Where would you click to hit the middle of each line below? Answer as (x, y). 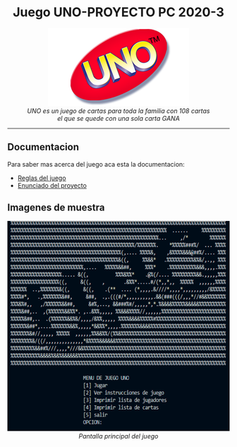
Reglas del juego (42, 178)
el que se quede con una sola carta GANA (119, 118)
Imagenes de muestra (56, 208)
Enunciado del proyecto (52, 185)
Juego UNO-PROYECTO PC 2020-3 (119, 12)
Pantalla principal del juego (119, 436)
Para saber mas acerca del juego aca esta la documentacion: (96, 164)
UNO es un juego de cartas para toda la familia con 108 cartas (119, 111)
